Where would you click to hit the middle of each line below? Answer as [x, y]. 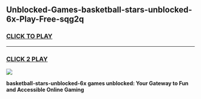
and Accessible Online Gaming [45, 89]
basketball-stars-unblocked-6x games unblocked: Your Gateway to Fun [98, 83]
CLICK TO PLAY [29, 37]
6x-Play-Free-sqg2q [45, 19]
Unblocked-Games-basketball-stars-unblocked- [99, 10]
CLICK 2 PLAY [27, 59]
